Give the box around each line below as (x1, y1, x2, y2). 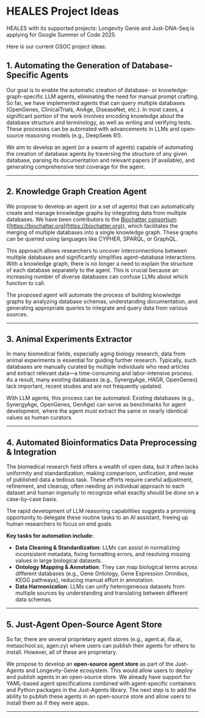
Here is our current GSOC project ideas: (6, 43, 107, 50)
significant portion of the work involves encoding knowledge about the (6, 112, 184, 120)
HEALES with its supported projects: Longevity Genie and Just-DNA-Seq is (6, 24, 195, 32)
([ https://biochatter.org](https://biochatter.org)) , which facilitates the (6, 222, 178, 230)
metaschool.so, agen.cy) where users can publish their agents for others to (6, 642, 196, 649)
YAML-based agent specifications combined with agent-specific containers (6, 680, 196, 687)
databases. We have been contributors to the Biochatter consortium (6, 216, 177, 223)
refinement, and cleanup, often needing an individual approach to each (6, 482, 185, 490)
